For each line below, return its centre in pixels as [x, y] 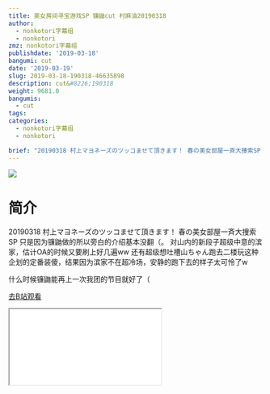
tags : [17, 114]
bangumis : [25, 98]
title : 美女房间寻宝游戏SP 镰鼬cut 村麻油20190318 [88, 16]
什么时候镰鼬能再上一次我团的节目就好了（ [79, 279]
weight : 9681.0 [34, 91]
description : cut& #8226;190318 [61, 83]
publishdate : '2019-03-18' [54, 53]
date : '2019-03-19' [41, 69]
